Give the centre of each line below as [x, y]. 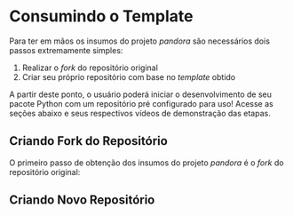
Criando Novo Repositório [82, 200]
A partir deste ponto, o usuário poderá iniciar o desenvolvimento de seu [141, 94]
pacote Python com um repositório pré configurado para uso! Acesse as [141, 103]
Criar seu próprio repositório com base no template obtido [129, 76]
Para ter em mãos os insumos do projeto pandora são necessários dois [140, 41]
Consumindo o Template [101, 16]
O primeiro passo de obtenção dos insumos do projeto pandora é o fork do [146, 163]
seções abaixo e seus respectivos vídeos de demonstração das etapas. [140, 113]
